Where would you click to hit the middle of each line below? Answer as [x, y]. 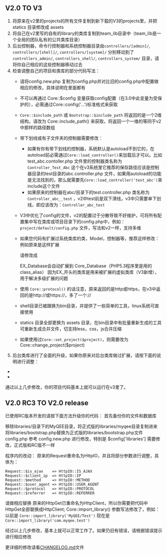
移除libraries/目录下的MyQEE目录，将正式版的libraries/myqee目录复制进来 [82, 426]
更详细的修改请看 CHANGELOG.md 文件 [45, 547]
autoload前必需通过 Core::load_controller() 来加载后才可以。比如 [95, 155]
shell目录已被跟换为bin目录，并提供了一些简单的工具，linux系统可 [87, 306]
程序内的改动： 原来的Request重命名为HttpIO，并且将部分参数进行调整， [80, 455]
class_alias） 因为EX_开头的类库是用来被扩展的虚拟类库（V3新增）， [89, 272]
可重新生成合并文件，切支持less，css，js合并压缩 [71, 329]
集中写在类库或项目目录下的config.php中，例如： [75, 221]
